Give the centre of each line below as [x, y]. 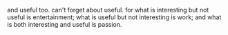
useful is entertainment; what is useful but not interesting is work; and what [114, 17]
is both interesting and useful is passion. [65, 24]
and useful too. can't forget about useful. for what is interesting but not [108, 10]
